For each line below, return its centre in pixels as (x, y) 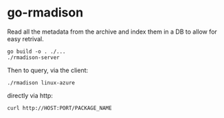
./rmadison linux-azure (41, 83)
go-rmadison (45, 13)
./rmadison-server (33, 57)
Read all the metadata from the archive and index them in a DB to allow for (112, 32)
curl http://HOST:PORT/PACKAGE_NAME (59, 108)
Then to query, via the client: (48, 70)
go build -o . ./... (37, 51)
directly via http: (30, 95)
